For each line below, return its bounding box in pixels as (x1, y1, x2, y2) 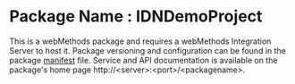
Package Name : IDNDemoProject (9, 6, 263, 27)
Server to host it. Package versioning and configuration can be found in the (9, 45, 286, 55)
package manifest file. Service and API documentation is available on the (9, 55, 278, 65)
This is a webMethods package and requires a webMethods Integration (9, 36, 272, 46)
